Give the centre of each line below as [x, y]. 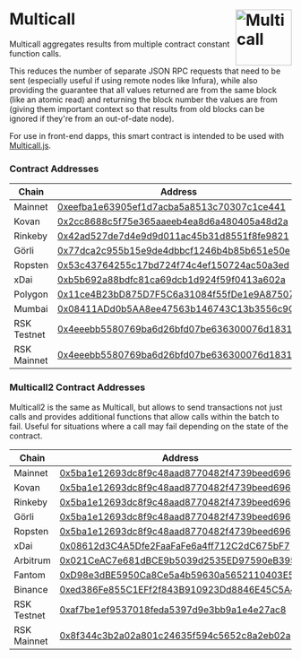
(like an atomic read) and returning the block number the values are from [143, 100]
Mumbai [31, 309]
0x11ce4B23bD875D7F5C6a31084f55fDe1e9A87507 [176, 294]
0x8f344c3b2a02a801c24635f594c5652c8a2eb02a [175, 635]
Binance [31, 589]
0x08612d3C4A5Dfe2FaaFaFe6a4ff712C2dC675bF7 [175, 545]
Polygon [31, 294]
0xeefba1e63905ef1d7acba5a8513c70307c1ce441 [172, 207]
